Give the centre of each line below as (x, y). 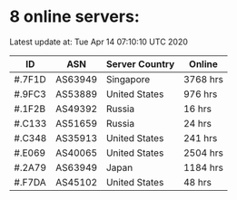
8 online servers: (74, 17)
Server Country (140, 63)
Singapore (128, 79)
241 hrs (200, 138)
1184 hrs (203, 167)
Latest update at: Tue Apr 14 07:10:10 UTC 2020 (99, 42)
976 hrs (200, 94)
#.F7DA (30, 182)
